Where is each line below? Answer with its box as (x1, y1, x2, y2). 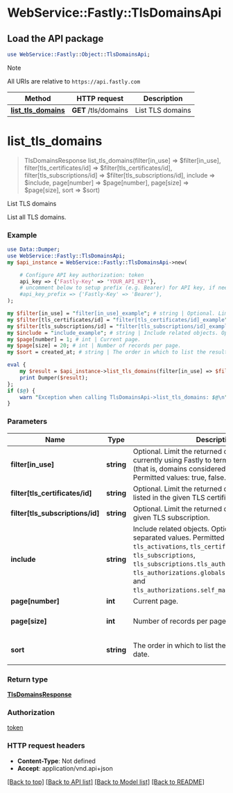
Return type (7, 674, 49, 684)
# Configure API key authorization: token (19, 272, 144, 278)
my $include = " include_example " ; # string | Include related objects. (7, 329, 218, 336)
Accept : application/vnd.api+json (17, 764, 113, 772)
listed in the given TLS (132, 492, 205, 502)
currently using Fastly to (132, 455, 212, 464)
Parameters (7, 416, 47, 426)
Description (143, 93, 183, 103)
